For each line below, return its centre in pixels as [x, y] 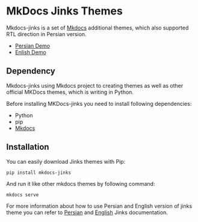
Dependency [31, 71]
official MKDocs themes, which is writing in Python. [70, 92]
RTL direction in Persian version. [46, 34]
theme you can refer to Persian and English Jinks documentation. [87, 212]
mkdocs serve [23, 195]
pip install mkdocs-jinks [39, 173]
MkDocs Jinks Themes [65, 11]
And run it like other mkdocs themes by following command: [81, 183]
